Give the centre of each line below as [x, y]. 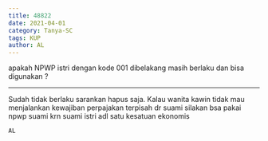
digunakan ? [28, 76]
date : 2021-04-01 [37, 23]
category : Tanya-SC [41, 30]
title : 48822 [30, 16]
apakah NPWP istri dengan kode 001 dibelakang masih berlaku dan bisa [126, 68]
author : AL [26, 45]
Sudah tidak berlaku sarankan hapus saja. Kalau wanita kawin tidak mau [126, 100]
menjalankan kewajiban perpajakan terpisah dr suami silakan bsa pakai [125, 108]
